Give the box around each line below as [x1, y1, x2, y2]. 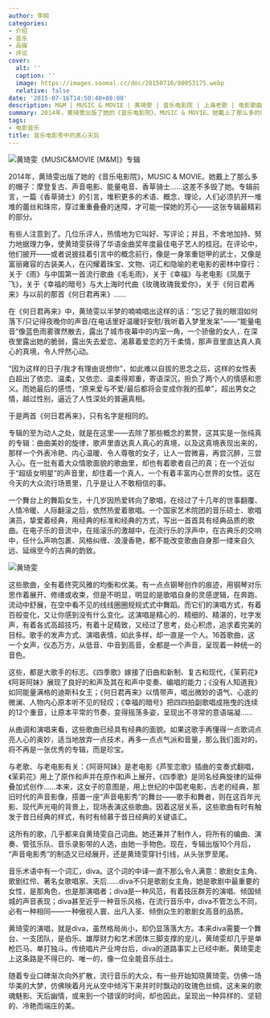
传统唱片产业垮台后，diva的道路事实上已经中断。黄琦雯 [71, 943, 255, 953]
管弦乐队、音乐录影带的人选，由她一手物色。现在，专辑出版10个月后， [22, 839, 256, 848]
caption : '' [15, 72, 56, 80]
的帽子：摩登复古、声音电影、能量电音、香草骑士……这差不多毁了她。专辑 [8, 182, 253, 191]
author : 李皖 [8, 11, 50, 20]
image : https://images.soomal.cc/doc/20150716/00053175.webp [15, 79, 225, 87]
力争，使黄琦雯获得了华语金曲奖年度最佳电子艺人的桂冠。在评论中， [35, 239, 262, 248]
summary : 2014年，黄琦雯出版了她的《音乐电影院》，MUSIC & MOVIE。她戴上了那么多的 [8, 109, 261, 117]
